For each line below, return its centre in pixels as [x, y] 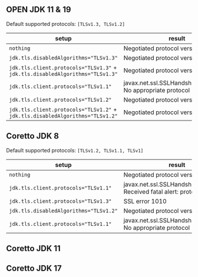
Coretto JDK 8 [32, 136]
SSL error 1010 [145, 201]
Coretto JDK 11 [33, 248]
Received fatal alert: [151, 192]
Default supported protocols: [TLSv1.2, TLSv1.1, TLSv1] [75, 150]
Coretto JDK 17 [34, 268]
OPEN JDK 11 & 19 [39, 10]
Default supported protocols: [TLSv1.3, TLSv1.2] [66, 24]
